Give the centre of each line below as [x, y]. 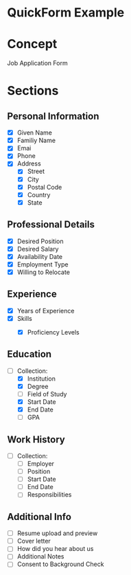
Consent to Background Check [60, 564]
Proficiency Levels [53, 332]
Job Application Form [37, 63]
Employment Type [43, 264]
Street [36, 171]
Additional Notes [40, 556]
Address [29, 164]
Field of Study [47, 394]
